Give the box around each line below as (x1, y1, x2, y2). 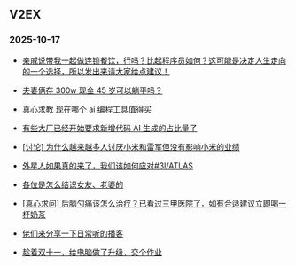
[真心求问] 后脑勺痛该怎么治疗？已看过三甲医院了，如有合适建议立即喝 (21, 198, 279, 208)
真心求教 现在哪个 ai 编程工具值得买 (21, 104, 152, 114)
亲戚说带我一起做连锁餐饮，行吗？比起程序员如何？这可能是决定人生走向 (21, 55, 286, 66)
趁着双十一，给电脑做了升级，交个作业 (21, 246, 162, 257)
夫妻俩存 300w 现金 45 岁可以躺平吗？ (21, 84, 163, 96)
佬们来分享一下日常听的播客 (21, 228, 124, 239)
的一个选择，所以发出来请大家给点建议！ (21, 66, 170, 76)
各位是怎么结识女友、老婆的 (21, 179, 124, 190)
